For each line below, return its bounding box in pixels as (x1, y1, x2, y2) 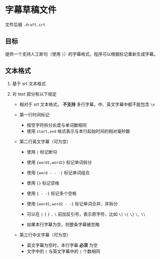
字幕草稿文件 (5, 4, 57, 16)
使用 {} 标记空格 (26, 180, 60, 186)
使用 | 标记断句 (26, 149, 58, 155)
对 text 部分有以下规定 (12, 91, 57, 97)
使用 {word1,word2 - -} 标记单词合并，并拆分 (26, 200, 118, 206)
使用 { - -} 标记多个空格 (26, 190, 77, 196)
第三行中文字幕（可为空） (19, 232, 71, 238)
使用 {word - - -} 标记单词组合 (26, 169, 90, 176)
